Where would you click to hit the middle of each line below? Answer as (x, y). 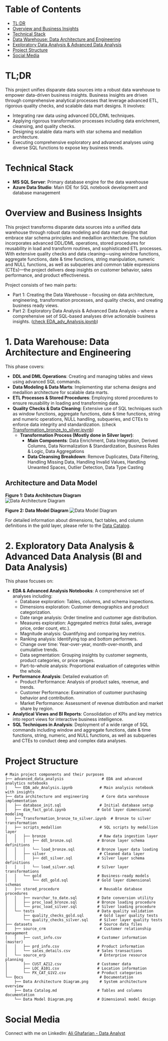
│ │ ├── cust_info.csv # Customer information (76, 938)
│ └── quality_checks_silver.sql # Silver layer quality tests (84, 920)
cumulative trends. (39, 650)
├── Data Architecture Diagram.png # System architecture (80, 982)
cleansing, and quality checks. (44, 126)
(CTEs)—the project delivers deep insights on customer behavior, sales (79, 270)
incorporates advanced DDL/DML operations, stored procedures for (75, 243)
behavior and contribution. (47, 698)
